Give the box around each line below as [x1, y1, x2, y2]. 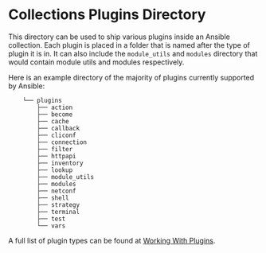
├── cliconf [37, 131, 77, 139]
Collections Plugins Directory [8, 6, 206, 24]
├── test [37, 215, 66, 223]
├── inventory [37, 159, 84, 167]
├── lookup [37, 165, 73, 174]
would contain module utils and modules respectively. [8, 57, 185, 67]
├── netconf [37, 187, 77, 195]
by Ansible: [8, 81, 45, 91]
